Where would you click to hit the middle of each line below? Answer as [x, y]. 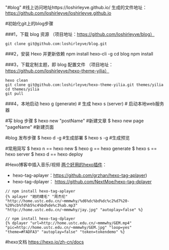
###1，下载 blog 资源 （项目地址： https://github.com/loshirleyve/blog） [80, 34]
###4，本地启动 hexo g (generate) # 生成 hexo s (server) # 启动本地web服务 [85, 104]
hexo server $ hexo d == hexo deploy [44, 154]
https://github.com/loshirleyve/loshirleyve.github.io [58, 13]
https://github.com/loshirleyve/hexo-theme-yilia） [57, 71]
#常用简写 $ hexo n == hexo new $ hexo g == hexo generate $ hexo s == [81, 148]
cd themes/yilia [22, 89]
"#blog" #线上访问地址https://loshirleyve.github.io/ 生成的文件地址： [76, 7]
